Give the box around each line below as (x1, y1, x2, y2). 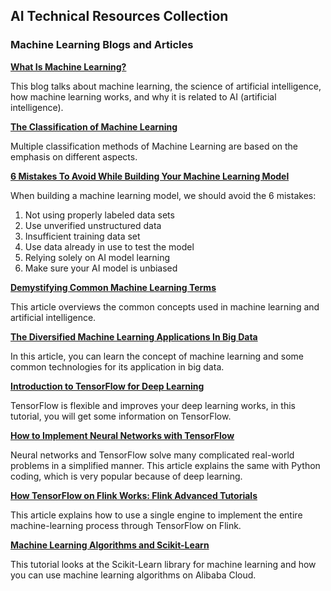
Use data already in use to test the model (24, 240, 195, 253)
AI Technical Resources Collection (10, 8, 229, 25)
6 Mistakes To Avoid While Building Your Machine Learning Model (10, 170, 290, 182)
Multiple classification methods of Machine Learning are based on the (10, 140, 299, 152)
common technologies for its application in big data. (10, 360, 225, 373)
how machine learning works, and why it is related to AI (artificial (10, 90, 277, 103)
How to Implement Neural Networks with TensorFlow (10, 429, 235, 441)
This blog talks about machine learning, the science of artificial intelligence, (10, 80, 322, 92)
